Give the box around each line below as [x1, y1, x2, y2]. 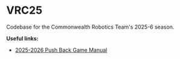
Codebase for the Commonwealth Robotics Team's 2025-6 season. [6, 23, 175, 30]
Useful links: [6, 35, 39, 42]
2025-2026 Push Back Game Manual [14, 46, 108, 54]
